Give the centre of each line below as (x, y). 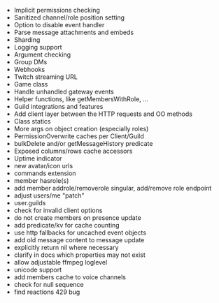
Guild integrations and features (58, 106)
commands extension (45, 173)
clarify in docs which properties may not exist (79, 255)
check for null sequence (49, 284)
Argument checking (42, 54)
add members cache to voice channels (70, 277)
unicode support (38, 269)
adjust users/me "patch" (49, 195)
